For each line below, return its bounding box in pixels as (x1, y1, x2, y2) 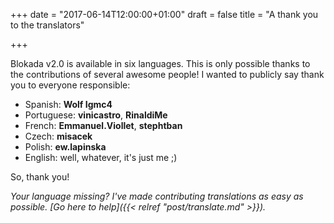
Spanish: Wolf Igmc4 (24, 99, 113, 110)
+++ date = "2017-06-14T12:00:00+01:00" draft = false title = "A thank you (10, 9, 319, 20)
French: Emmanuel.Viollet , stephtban (24, 120, 183, 131)
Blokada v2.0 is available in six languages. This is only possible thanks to (10, 58, 311, 69)
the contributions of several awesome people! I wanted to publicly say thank (10, 69, 325, 80)
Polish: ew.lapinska (24, 141, 107, 153)
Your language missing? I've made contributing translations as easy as (10, 190, 304, 202)
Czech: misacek (24, 130, 93, 142)
